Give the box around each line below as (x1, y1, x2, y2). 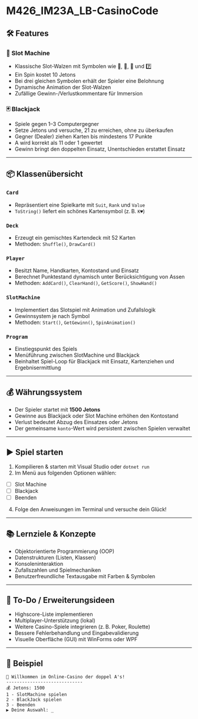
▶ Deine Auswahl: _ (6, 707, 54, 713)
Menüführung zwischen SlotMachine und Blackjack (14, 352, 140, 359)
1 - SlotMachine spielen (6, 692, 67, 698)
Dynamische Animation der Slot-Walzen (14, 84, 111, 91)
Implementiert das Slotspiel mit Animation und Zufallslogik (14, 306, 156, 313)
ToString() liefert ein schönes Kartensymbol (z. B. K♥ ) (14, 207, 146, 214)
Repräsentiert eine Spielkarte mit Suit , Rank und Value (14, 201, 146, 208)
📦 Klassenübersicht (6, 169, 84, 179)
